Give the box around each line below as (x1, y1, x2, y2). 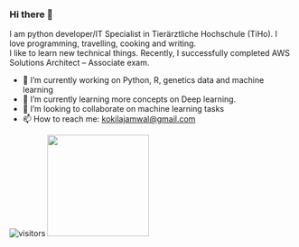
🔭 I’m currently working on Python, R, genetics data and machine (22, 75, 265, 86)
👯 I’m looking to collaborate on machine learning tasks (22, 104, 224, 114)
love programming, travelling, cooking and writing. (9, 38, 197, 49)
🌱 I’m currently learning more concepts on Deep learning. (22, 94, 237, 105)
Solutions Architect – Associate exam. (9, 58, 150, 69)
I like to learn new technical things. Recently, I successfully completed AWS (9, 48, 291, 59)
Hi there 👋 (9, 8, 54, 21)
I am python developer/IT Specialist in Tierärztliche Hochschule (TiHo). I (9, 29, 278, 40)
